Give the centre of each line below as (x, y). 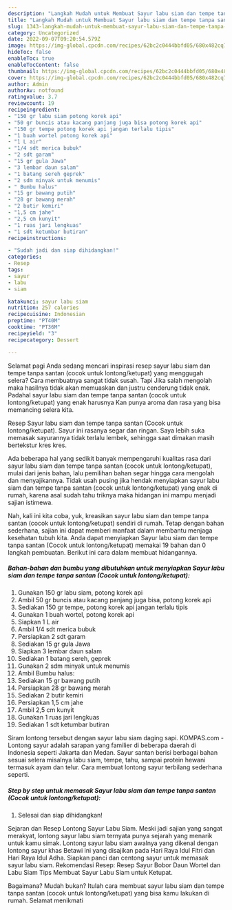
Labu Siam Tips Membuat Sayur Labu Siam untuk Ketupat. (90, 873)
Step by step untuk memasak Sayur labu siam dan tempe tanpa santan (112, 791)
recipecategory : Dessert (43, 340)
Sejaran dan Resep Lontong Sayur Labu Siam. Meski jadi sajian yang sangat (115, 829)
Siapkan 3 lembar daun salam (60, 651)
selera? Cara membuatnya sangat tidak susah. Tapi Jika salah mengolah (110, 380)
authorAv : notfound (36, 90)
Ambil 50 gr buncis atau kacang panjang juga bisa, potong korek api (114, 600)
